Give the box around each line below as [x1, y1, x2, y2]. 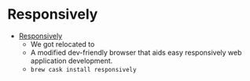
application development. [30, 56, 113, 65]
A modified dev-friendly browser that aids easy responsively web [30, 48, 242, 57]
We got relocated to [30, 39, 95, 48]
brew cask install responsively [30, 65, 137, 73]
